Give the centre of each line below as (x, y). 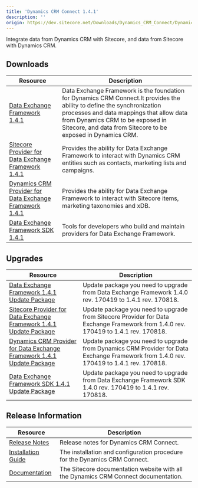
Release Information (44, 416)
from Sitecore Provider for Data (126, 317)
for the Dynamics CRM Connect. (104, 459)
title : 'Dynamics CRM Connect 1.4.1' (52, 12)
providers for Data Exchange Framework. (118, 234)
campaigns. (78, 171)
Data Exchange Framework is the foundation (123, 91)
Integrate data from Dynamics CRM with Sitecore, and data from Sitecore (95, 40)
